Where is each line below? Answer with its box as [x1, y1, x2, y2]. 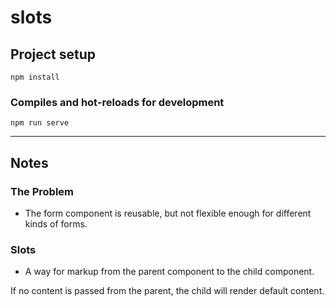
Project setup [10, 46, 97, 63]
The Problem [10, 184, 75, 198]
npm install [10, 72, 60, 82]
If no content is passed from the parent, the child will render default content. [10, 285, 325, 297]
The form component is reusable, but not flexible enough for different [24, 207, 312, 219]
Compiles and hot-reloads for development [10, 95, 225, 109]
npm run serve [10, 118, 70, 128]
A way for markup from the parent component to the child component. [24, 266, 315, 278]
